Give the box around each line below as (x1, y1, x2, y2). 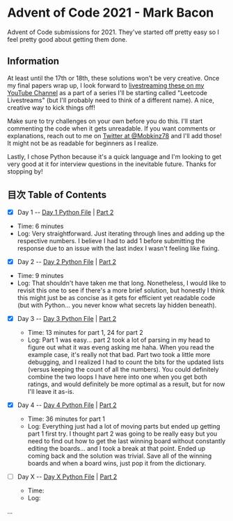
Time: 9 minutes (17, 271, 64, 279)
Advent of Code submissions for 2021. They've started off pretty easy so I (7, 28, 220, 36)
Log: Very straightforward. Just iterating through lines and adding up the (17, 229, 225, 238)
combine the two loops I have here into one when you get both (27, 372, 207, 381)
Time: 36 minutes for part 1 (27, 415, 106, 423)
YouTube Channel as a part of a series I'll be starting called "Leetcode (7, 88, 207, 97)
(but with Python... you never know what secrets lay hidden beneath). (17, 301, 217, 309)
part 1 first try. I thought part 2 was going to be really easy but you (27, 429, 218, 438)
